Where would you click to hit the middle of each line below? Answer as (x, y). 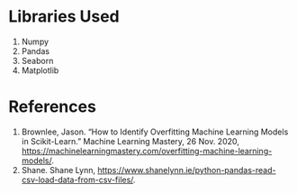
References (52, 107)
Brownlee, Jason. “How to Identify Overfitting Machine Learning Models (155, 132)
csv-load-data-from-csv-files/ (77, 179)
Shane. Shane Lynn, (58, 170)
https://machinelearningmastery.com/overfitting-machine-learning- (147, 151)
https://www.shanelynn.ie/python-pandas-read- (187, 170)
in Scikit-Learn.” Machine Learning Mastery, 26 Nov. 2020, (130, 141)
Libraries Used (64, 17)
